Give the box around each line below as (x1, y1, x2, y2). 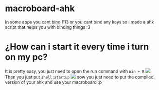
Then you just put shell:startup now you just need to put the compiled (5, 74, 154, 80)
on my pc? (5, 52, 48, 63)
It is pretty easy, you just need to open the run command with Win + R (5, 68, 145, 74)
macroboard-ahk (5, 3, 75, 14)
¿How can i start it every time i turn (5, 41, 149, 53)
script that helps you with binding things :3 (5, 24, 91, 30)
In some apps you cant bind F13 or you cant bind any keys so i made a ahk (5, 19, 154, 25)
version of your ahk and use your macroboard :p (5, 79, 102, 85)
